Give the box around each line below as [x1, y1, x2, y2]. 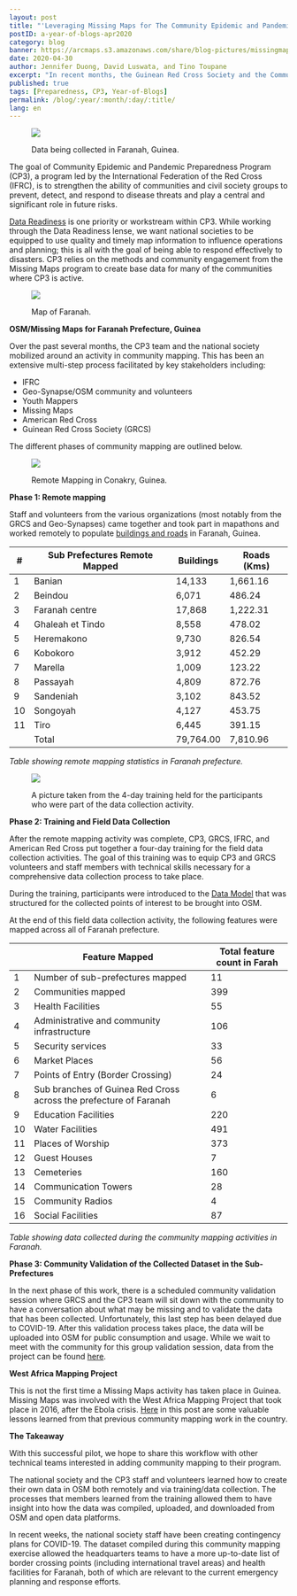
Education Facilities [34, 1109, 115, 1121]
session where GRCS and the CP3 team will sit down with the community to [9, 1295, 285, 1305]
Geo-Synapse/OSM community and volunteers [21, 386, 193, 397]
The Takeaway [9, 1431, 65, 1442]
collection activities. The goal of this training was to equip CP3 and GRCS [9, 852, 277, 864]
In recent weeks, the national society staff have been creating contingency [9, 1530, 281, 1540]
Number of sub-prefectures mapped [34, 972, 187, 984]
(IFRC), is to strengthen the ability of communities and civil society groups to [9, 181, 288, 191]
